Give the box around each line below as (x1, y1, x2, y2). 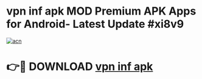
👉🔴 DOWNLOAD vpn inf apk (6, 60, 153, 74)
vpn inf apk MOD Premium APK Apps (6, 4, 197, 18)
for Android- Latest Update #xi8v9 (6, 17, 184, 31)
